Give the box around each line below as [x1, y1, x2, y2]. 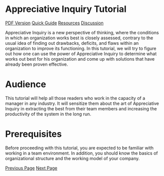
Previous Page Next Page [5, 165, 58, 171]
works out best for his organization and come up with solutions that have [5, 56, 155, 62]
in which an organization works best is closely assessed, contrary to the [5, 35, 154, 41]
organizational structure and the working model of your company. [5, 155, 140, 161]
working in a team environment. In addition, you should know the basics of [5, 150, 158, 156]
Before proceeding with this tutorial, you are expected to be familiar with [5, 145, 154, 151]
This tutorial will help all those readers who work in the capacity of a [5, 95, 146, 101]
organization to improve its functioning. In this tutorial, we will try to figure [5, 45, 157, 51]
